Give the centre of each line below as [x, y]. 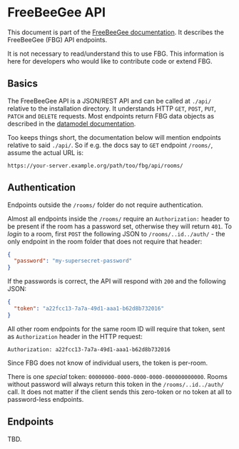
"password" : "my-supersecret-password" [73, 261]
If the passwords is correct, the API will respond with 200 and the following [117, 281]
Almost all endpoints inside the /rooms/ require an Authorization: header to [118, 218]
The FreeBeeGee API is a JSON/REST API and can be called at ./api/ [110, 101]
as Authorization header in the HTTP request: [75, 336]
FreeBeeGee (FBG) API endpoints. [57, 39]
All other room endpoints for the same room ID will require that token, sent [116, 328]
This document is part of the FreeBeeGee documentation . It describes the [116, 32]
